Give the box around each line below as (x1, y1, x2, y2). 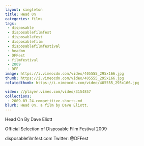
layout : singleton (5, 7, 43, 12)
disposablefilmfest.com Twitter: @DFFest (5, 136, 88, 142)
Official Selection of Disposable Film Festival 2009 (5, 126, 107, 132)
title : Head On (5, 12, 36, 17)
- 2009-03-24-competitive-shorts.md (7, 98, 83, 103)
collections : (5, 94, 32, 99)
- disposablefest (7, 35, 43, 40)
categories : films (5, 16, 43, 21)
